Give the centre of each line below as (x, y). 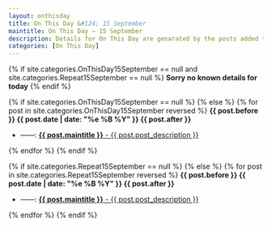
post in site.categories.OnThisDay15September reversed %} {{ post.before (134, 111)
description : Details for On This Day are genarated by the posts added (134, 39)
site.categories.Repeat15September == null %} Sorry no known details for (133, 78)
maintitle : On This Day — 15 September (76, 31)
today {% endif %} (40, 87)
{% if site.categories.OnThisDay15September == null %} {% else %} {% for (134, 102)
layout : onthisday (39, 16)
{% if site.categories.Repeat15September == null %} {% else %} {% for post (136, 166)
